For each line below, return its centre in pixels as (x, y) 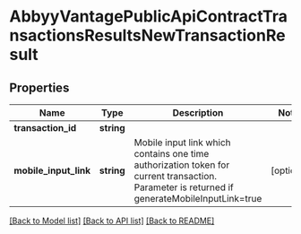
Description (198, 113)
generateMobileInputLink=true (198, 199)
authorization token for (182, 165)
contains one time (172, 154)
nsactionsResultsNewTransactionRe (147, 35)
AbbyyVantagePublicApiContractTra (149, 17)
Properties (39, 87)
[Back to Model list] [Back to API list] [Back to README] (112, 221)
